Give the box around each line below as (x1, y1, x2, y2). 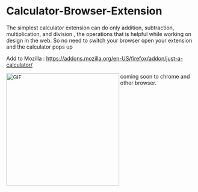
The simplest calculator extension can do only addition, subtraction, (6, 24, 175, 31)
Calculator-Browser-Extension (6, 4, 162, 18)
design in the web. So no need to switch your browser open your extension (6, 37, 193, 44)
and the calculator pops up (6, 43, 73, 50)
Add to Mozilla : (6, 55, 45, 62)
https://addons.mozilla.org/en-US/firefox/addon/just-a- (46, 55, 184, 62)
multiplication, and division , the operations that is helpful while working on (6, 30, 191, 37)
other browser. (120, 79, 156, 86)
